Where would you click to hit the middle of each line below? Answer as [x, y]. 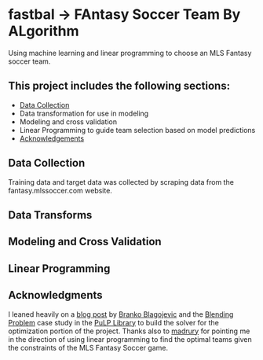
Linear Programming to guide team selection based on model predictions [137, 130]
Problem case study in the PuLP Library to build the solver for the [114, 322]
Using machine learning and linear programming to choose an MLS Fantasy [130, 53]
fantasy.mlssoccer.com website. [60, 190]
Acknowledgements [52, 138]
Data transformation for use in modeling [84, 113]
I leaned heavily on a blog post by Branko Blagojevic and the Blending [121, 314]
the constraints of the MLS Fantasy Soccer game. [88, 347]
